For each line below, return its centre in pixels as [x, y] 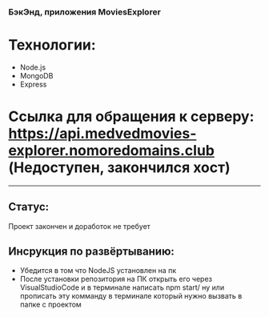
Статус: [29, 207]
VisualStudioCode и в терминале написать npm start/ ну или [122, 287]
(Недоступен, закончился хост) [119, 168]
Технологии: [52, 45]
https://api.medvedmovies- [102, 134]
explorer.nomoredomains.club [111, 151]
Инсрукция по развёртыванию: [91, 251]
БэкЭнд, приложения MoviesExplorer [85, 12]
